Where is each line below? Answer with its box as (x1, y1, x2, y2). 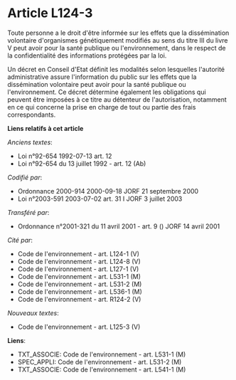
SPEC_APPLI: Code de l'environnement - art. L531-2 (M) (17, 357, 182, 366)
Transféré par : (7, 208, 50, 216)
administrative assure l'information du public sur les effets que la (7, 73, 197, 81)
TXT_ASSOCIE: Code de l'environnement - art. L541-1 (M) (17, 365, 186, 374)
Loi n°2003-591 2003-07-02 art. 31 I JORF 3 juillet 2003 (17, 194, 183, 203)
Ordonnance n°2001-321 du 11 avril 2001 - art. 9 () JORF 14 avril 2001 (17, 222, 220, 231)
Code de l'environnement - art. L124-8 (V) (17, 257, 141, 265)
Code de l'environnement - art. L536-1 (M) (17, 287, 142, 296)
